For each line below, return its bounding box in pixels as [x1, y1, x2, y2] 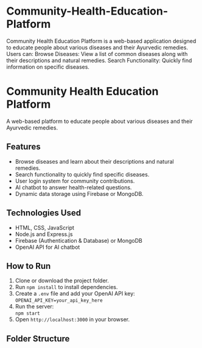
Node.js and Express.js [15, 230, 73, 238]
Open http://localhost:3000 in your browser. [15, 316, 130, 323]
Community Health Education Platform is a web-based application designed [6, 37, 197, 44]
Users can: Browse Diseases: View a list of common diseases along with [6, 50, 188, 57]
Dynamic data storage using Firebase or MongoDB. [15, 190, 144, 197]
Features [6, 142, 41, 152]
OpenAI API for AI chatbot [15, 243, 80, 251]
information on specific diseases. [6, 63, 90, 71]
